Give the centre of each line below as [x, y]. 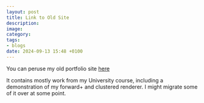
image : [15, 29]
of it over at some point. [36, 93]
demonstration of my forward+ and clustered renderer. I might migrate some [102, 87]
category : [19, 35]
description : [23, 23]
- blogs [16, 46]
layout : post [23, 12]
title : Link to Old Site [38, 18]
